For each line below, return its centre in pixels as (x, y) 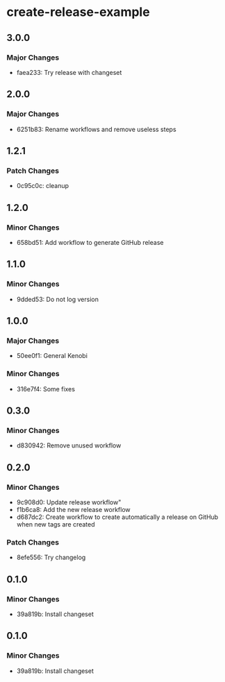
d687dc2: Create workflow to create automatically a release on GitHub (117, 517)
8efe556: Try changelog (51, 557)
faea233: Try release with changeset (69, 72)
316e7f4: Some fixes (46, 389)
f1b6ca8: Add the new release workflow (74, 509)
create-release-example (78, 12)
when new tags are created (56, 524)
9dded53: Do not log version (57, 299)
